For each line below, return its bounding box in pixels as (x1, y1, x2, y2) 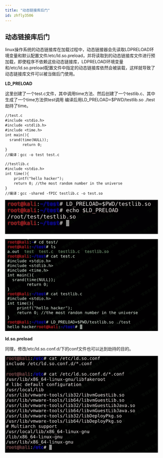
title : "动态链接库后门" (5, 8, 50, 13)
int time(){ (5, 171, 29, 176)
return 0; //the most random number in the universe (14, 181, 123, 186)
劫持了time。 (5, 103, 31, 109)
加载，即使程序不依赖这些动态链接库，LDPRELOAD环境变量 (5, 59, 124, 65)
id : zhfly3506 (5, 13, 34, 18)
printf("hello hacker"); (14, 176, 64, 181)
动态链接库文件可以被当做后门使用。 (5, 71, 78, 77)
